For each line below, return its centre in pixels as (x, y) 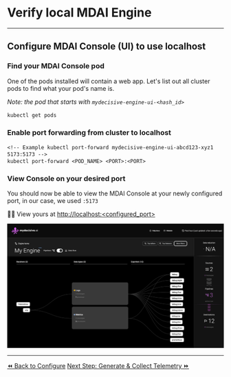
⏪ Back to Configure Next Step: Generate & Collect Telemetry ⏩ (98, 366)
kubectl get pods (32, 115)
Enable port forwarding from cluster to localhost (89, 132)
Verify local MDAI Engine (79, 13)
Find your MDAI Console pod (56, 66)
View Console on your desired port (66, 178)
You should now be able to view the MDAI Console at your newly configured (115, 193)
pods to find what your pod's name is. (61, 88)
